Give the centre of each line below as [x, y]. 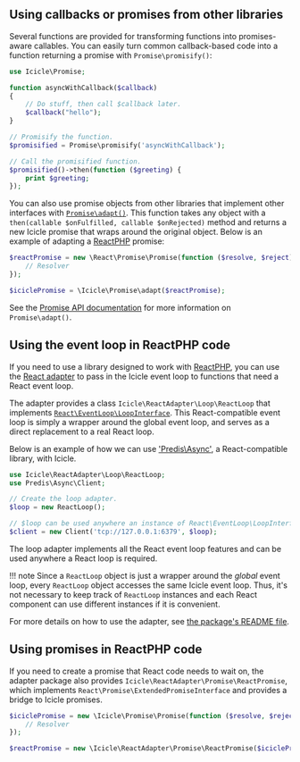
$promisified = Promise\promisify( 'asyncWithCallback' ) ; [117, 145]
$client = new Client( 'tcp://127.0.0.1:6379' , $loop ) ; [113, 532]
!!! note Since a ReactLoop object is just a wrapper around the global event [145, 575]
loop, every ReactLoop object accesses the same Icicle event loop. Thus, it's [149, 585]
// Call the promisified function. [75, 161]
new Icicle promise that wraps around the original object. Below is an [136, 232]
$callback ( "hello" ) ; [63, 113]
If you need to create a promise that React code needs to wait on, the [137, 671]
